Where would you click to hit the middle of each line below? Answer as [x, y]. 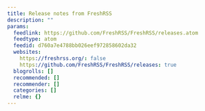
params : [18, 26]
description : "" [30, 20]
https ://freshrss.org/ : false [63, 59]
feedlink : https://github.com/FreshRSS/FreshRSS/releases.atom [106, 33]
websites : [27, 52]
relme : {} [27, 97]
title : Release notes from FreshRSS [60, 13]
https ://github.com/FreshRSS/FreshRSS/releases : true [98, 65]
